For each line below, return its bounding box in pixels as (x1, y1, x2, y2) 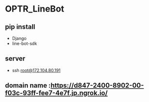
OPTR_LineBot (5, 3, 65, 15)
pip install (5, 23, 35, 31)
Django (12, 35, 27, 41)
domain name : (5, 81, 51, 90)
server (5, 55, 26, 63)
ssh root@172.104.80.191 (12, 67, 61, 73)
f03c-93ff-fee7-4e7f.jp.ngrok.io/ (5, 89, 108, 97)
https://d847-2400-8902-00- (50, 81, 144, 90)
